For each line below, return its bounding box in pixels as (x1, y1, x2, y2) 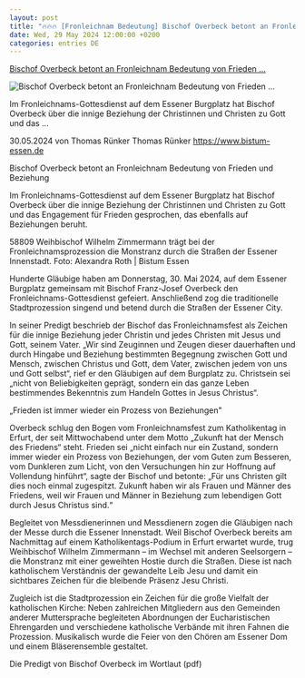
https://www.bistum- (192, 135, 271, 146)
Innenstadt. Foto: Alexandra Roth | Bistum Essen (9, 256, 190, 267)
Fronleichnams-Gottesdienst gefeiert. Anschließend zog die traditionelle (9, 292, 280, 304)
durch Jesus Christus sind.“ (9, 500, 113, 511)
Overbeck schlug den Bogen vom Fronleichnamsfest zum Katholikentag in (9, 423, 287, 434)
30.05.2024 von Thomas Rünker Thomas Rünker (9, 135, 192, 146)
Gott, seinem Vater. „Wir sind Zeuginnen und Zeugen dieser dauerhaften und (9, 339, 296, 350)
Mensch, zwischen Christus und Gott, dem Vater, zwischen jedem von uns (9, 359, 288, 369)
